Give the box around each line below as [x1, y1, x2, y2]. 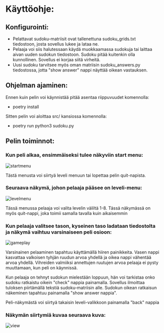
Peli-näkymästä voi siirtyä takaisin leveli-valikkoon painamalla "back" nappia [5, 300, 160, 306]
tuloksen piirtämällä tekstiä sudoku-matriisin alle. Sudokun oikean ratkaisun [5, 285, 157, 291]
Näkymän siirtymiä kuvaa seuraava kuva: [5, 312, 106, 319]
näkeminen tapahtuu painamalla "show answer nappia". [5, 290, 117, 296]
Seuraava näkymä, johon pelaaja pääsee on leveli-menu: [5, 185, 143, 191]
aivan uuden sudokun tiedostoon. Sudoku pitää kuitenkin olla [12, 51, 136, 57]
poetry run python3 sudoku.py [12, 122, 74, 128]
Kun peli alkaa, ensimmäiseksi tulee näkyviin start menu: [5, 152, 143, 159]
